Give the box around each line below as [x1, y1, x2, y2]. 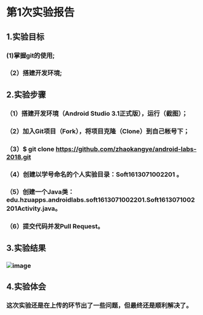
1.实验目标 [6, 31, 45, 42]
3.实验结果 [6, 243, 47, 253]
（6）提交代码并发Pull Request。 [6, 222, 104, 231]
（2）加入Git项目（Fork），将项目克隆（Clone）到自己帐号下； [6, 127, 190, 135]
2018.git [6, 153, 32, 161]
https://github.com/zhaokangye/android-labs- [55, 145, 197, 153]
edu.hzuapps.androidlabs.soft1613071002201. [6, 196, 147, 204]
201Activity [6, 204, 41, 213]
